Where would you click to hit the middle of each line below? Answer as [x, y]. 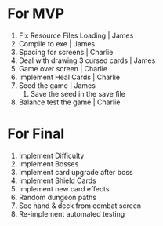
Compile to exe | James [57, 43]
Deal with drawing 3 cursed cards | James [87, 60]
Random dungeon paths [58, 197]
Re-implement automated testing [72, 213]
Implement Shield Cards [57, 180]
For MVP [36, 14]
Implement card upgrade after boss [76, 172]
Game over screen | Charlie [63, 68]
